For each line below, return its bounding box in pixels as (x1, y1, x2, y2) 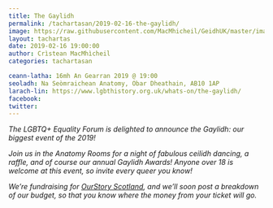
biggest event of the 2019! (8, 133, 96, 143)
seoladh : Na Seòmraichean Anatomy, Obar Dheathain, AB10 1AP (8, 79, 220, 88)
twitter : (8, 102, 38, 110)
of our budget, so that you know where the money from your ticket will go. (8, 190, 258, 200)
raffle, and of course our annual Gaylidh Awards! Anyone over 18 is (8, 158, 234, 167)
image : (8, 27, 31, 35)
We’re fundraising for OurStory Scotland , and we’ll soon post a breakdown (8, 182, 259, 192)
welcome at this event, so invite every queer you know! (8, 166, 193, 175)
